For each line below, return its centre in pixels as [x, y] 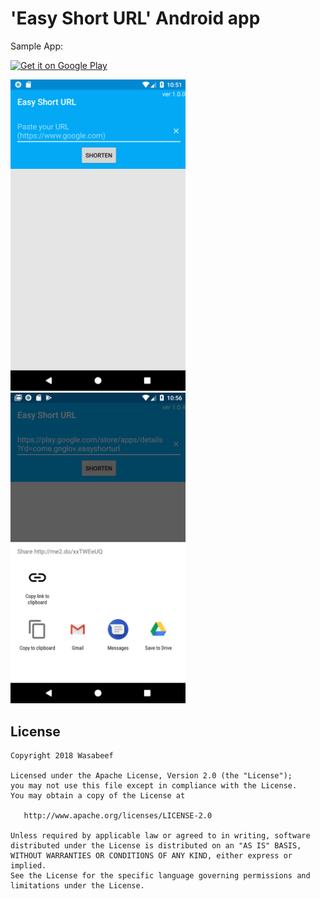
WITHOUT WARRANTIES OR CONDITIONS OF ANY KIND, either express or [151, 856]
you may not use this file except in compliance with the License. [154, 786]
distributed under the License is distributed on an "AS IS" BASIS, [156, 846]
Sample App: [37, 46]
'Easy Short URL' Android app [135, 18]
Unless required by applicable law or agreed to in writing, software [160, 836]
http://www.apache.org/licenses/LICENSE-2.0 [118, 816]
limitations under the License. [77, 886]
